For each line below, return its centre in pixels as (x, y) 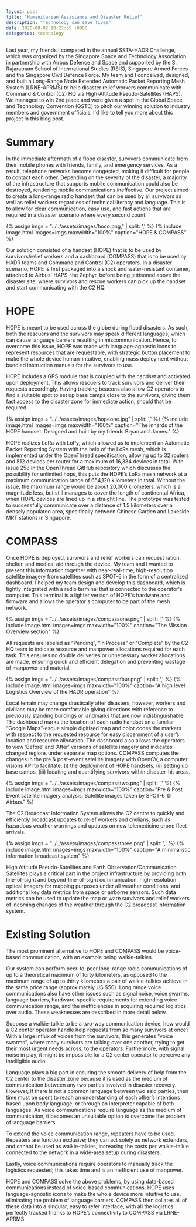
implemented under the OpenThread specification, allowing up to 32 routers (97, 455)
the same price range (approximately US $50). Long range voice (84, 987)
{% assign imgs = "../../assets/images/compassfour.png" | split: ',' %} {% (94, 679)
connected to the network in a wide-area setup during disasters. (84, 1152)
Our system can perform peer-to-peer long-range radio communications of (97, 968)
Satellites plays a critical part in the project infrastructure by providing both (96, 873)
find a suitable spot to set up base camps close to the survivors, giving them (98, 395)
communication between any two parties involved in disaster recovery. (91, 1085)
